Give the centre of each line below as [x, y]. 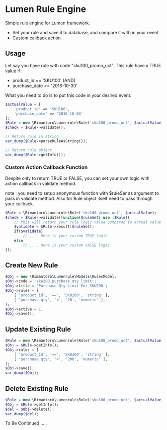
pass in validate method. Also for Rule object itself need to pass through [79, 198]
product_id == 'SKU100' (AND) [44, 80]
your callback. [20, 204]
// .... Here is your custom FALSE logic [67, 245]
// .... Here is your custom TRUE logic [65, 236]
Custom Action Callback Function [46, 168]
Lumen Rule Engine [46, 9]
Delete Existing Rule [37, 388]
